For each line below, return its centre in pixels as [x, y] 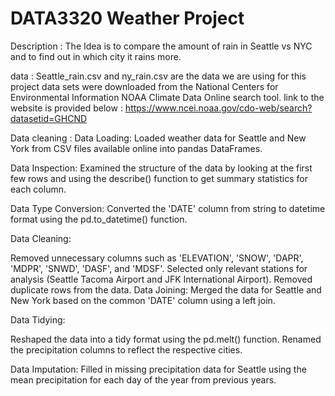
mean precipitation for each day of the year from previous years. [143, 379]
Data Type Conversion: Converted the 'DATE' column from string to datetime [168, 208]
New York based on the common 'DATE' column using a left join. [143, 300]
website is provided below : [66, 108]
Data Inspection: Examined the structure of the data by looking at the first [161, 168]
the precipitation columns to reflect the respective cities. [126, 349]
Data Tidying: [38, 319]
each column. [38, 189]
